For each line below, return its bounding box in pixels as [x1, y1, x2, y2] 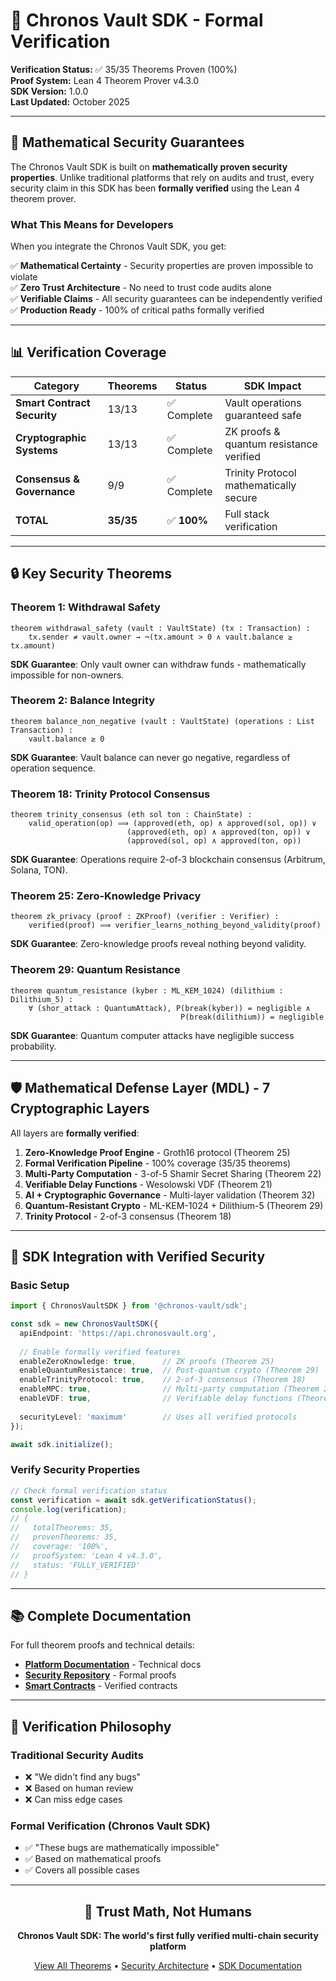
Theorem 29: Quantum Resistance [10, 963, 181, 977]
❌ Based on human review [24, 1782, 134, 1794]
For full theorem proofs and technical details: [10, 1639, 195, 1651]
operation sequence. [10, 762, 96, 774]
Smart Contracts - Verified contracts [24, 1680, 178, 1692]
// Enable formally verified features [19, 1347, 182, 1357]
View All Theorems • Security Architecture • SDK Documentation [34, 1960, 302, 1972]
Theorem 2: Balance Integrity [10, 694, 156, 708]
